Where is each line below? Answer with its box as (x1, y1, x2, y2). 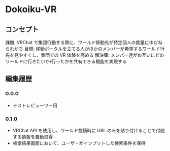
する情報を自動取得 (12, 133, 53, 140)
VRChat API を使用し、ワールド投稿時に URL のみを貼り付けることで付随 (12, 127, 165, 133)
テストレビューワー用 (12, 102, 57, 108)
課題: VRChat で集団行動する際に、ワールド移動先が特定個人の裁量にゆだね (5, 40, 163, 45)
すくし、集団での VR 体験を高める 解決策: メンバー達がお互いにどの (22, 52, 164, 58)
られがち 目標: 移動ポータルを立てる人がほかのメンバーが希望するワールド (5, 46, 160, 52)
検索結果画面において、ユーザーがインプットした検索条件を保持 (12, 140, 146, 146)
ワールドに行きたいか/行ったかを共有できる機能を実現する (5, 58, 127, 64)
